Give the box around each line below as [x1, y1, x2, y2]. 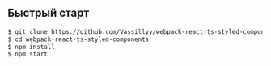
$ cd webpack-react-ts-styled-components [7, 35, 150, 43]
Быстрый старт [7, 6, 90, 20]
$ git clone [7, 27, 48, 35]
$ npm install [7, 43, 56, 51]
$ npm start [7, 50, 48, 59]
